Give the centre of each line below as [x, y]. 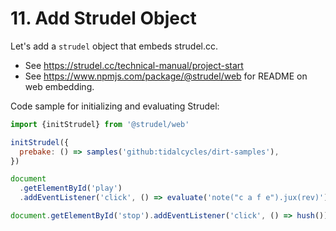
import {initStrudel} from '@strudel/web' [100, 124]
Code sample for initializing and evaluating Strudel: [115, 106]
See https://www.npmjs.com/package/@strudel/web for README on [166, 76]
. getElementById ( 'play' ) [71, 188]
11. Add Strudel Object [103, 18]
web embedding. [59, 86]
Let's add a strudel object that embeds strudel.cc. [114, 46]
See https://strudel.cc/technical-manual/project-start [134, 65]
